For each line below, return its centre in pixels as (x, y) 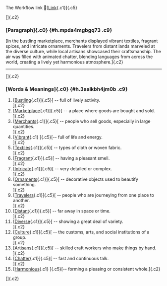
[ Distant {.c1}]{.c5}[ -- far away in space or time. (62, 211)
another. (21, 200)
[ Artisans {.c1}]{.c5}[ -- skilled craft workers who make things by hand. (84, 248)
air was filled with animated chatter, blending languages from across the (79, 57)
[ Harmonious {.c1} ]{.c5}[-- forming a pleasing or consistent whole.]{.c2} (86, 269)
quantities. (24, 126)
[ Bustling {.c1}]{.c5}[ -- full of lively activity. (56, 100)
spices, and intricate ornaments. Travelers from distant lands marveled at (80, 46)
